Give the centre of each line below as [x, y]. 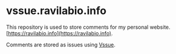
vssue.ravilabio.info [56, 11]
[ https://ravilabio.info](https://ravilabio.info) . [60, 33]
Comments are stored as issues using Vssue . [61, 45]
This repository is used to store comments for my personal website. [88, 27]
